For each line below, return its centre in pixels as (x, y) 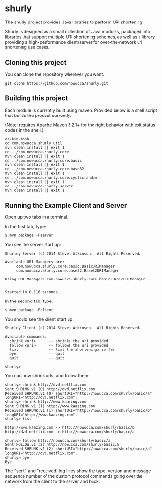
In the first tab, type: (26, 227)
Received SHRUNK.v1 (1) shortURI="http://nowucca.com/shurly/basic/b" (79, 411)
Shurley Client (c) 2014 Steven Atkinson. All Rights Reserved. (73, 328)
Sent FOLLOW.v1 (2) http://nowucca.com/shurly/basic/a (62, 445)
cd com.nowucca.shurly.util (34, 143)
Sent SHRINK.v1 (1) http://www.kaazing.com (50, 406)
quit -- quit (37, 358)
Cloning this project (36, 62)
